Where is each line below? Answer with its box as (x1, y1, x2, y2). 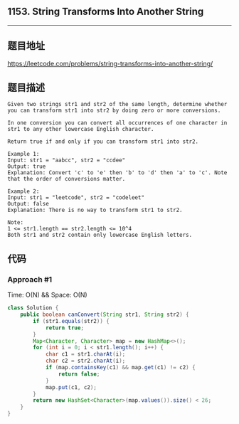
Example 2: (7, 188, 40, 195)
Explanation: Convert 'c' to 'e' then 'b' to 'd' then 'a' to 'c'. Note (7, 169, 228, 176)
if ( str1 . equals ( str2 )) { (33, 317, 110, 324)
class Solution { (7, 304, 59, 312)
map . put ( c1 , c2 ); (45, 383, 97, 391)
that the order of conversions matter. (7, 176, 126, 183)
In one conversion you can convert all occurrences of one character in (7, 120, 228, 127)
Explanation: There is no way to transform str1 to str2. (7, 206, 183, 214)
